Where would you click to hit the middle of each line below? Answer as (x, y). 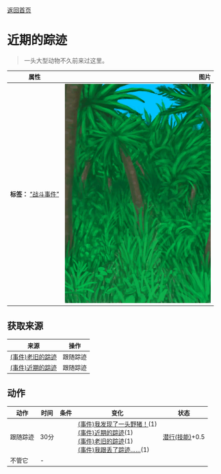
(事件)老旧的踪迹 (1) (105, 441)
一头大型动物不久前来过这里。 (66, 60)
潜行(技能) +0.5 (184, 437)
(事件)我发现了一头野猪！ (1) (117, 424)
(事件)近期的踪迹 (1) (105, 433)
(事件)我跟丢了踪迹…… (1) (114, 450)
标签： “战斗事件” (35, 195)
